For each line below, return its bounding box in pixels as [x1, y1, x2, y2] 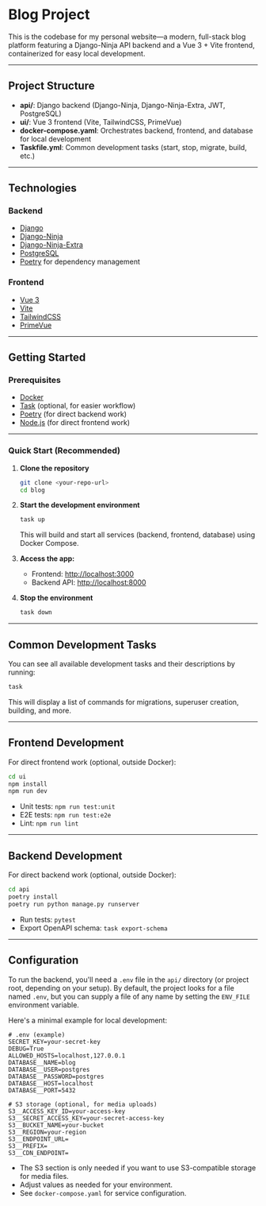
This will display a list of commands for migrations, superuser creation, [8, 697, 239, 706]
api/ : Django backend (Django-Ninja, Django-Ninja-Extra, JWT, [19, 100, 226, 110]
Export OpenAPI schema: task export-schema [19, 923, 168, 933]
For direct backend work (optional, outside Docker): [8, 870, 177, 879]
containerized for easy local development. [8, 48, 146, 58]
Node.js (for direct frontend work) [19, 418, 131, 427]
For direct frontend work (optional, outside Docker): [8, 757, 177, 767]
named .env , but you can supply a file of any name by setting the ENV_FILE [8, 991, 251, 1001]
